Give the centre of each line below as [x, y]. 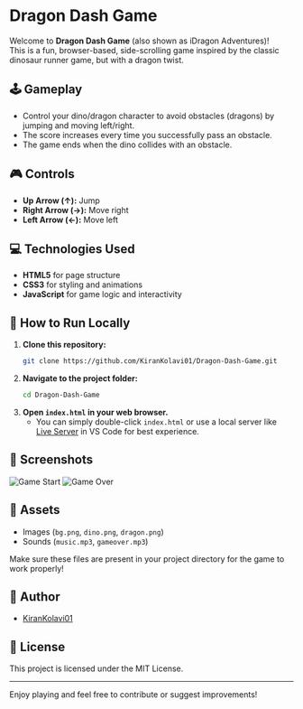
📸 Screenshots [51, 460]
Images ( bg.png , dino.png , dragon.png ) [93, 532]
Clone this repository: [64, 345]
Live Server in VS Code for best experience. [118, 431]
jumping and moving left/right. [78, 125]
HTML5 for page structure [71, 275]
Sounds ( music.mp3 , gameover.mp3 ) [85, 541]
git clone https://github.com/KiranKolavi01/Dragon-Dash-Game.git [150, 361]
